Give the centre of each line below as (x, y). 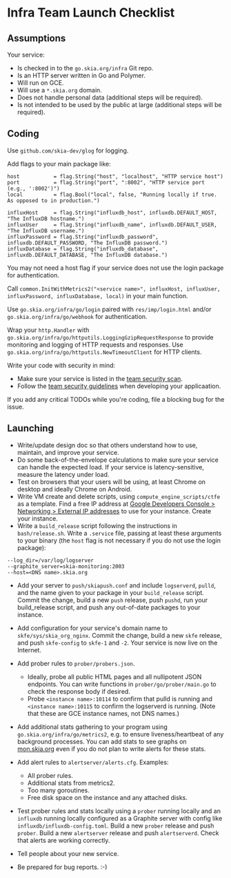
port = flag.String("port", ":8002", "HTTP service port (106, 182)
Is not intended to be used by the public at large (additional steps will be (119, 105)
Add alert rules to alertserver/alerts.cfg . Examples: (93, 762)
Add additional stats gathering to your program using (92, 727)
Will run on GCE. (40, 83)
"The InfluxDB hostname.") (46, 219)
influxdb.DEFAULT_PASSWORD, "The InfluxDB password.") (88, 243)
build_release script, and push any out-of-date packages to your (109, 607)
